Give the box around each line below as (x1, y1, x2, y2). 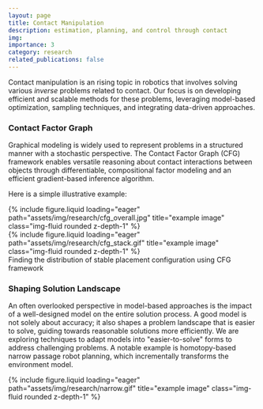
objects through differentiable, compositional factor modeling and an (8, 165, 231, 175)
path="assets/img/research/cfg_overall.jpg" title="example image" (8, 213, 225, 222)
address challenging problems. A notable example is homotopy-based (8, 343, 236, 353)
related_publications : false (8, 56, 104, 64)
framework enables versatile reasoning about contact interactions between (8, 157, 253, 167)
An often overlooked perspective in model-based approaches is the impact (8, 301, 253, 311)
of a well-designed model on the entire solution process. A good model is (8, 309, 247, 319)
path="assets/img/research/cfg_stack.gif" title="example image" (8, 238, 220, 248)
